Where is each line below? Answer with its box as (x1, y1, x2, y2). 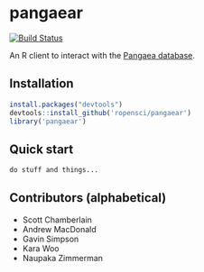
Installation (9, 76, 74, 92)
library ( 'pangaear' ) (9, 116, 88, 126)
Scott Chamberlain (22, 214, 93, 225)
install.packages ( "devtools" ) (9, 100, 124, 109)
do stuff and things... (9, 166, 99, 175)
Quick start (9, 141, 74, 157)
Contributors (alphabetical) (9, 190, 167, 205)
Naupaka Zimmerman (22, 252, 104, 263)
